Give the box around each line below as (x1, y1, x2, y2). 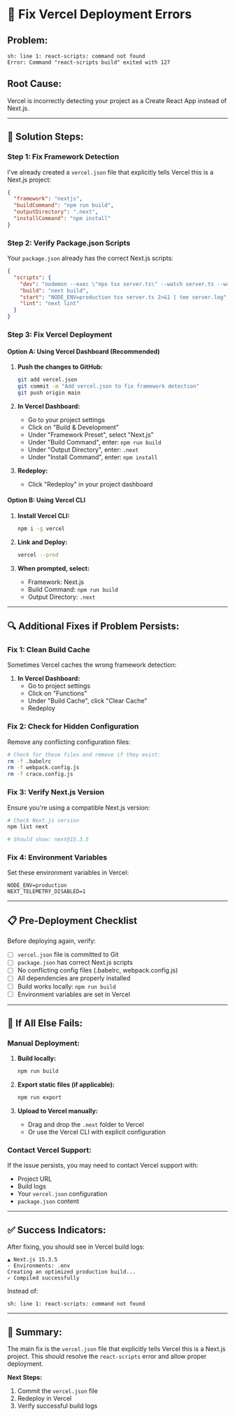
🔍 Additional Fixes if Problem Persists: (7, 621, 180, 632)
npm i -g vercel (17, 525, 65, 532)
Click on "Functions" (27, 689, 87, 698)
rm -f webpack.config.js (7, 764, 80, 771)
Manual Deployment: (7, 1038, 80, 1048)
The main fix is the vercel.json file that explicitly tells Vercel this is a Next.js (7, 1345, 226, 1352)
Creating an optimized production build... (7, 1268, 136, 1275)
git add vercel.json (17, 377, 78, 384)
